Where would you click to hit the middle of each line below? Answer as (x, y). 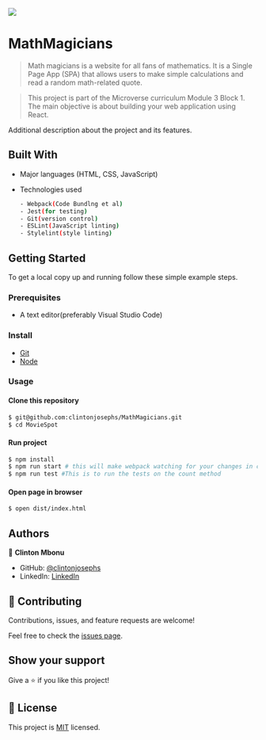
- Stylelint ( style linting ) (66, 234)
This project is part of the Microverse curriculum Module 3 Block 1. (136, 97)
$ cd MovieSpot (33, 425)
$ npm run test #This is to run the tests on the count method (115, 474)
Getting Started (47, 258)
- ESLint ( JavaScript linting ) (70, 226)
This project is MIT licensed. (54, 727)
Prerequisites (34, 297)
